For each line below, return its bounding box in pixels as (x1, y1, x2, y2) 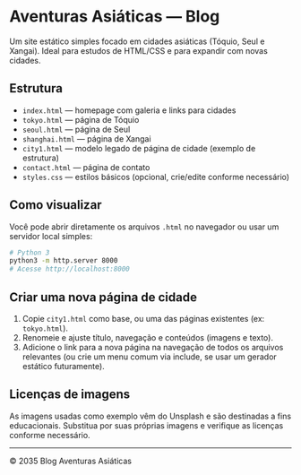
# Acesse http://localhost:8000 (9, 264, 130, 274)
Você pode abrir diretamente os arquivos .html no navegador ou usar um (9, 221, 279, 232)
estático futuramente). (21, 361, 105, 371)
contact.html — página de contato (21, 161, 150, 172)
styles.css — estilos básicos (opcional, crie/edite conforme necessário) (21, 171, 289, 182)
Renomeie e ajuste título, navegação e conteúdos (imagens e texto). (21, 332, 273, 342)
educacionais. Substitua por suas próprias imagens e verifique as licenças (9, 419, 284, 431)
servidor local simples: (9, 230, 93, 241)
